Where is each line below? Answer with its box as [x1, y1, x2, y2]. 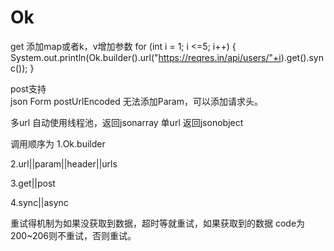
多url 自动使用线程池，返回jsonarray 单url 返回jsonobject [10, 116, 244, 128]
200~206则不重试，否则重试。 [10, 229, 137, 241]
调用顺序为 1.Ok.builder [10, 137, 106, 150]
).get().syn [280, 51, 324, 63]
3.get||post [10, 177, 56, 189]
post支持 [10, 82, 47, 95]
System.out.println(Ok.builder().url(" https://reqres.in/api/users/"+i [10, 51, 282, 63]
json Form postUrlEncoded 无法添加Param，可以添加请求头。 [10, 95, 263, 107]
